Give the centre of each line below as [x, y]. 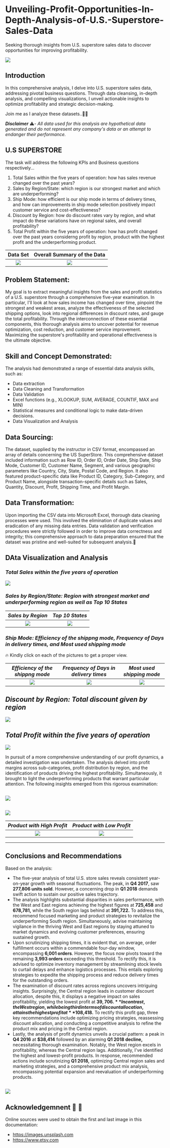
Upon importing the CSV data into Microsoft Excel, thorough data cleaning [83, 515]
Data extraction [29, 384]
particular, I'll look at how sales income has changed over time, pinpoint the [84, 303]
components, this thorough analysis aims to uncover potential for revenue [82, 324]
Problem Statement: [37, 280]
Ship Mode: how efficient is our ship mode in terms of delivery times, [84, 199]
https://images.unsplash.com [43, 1134]
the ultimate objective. [28, 341]
